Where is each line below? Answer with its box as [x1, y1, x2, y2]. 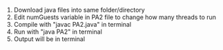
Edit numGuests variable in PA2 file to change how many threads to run [13, 13, 216, 21]
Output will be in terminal [13, 35, 85, 43]
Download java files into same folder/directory [13, 6, 145, 14]
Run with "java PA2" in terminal [13, 27, 102, 36]
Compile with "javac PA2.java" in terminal [13, 21, 132, 28]
